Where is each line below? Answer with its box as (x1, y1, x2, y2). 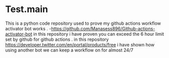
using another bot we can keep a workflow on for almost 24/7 (5, 47, 134, 53)
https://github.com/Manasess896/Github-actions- (51, 25, 155, 31)
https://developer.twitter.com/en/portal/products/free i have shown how (5, 41, 155, 47)
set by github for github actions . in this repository (5, 36, 109, 42)
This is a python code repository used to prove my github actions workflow (5, 20, 161, 26)
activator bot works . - (5, 25, 51, 31)
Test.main (5, 4, 48, 15)
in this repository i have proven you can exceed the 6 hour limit (33, 31, 164, 37)
